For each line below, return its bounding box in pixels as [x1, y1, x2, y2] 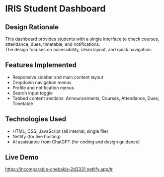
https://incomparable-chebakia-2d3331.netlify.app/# [5, 166, 113, 172]
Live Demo [5, 153, 39, 162]
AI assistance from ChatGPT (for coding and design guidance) [12, 139, 140, 145]
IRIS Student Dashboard [5, 3, 106, 14]
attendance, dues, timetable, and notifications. [5, 41, 100, 47]
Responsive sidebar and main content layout [12, 74, 103, 80]
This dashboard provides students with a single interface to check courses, [5, 36, 160, 42]
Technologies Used [5, 115, 66, 123]
